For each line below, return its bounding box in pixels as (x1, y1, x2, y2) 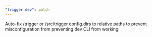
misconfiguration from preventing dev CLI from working (5, 26, 119, 32)
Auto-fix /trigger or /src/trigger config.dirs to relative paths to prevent (5, 21, 147, 27)
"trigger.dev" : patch (5, 7, 50, 12)
